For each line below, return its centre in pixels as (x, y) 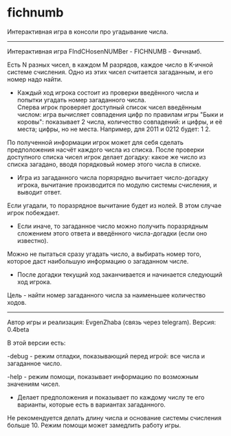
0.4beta (18, 329)
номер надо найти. (35, 79)
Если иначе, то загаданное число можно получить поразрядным (112, 226)
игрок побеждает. (33, 213)
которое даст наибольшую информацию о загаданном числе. (98, 261)
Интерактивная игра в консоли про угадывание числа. (88, 32)
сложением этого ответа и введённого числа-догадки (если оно (112, 233)
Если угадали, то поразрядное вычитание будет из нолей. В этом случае (114, 205)
